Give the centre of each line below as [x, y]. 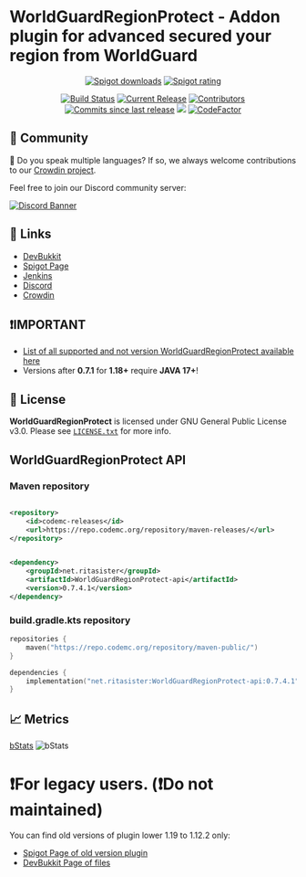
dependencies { [38, 672]
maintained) [56, 810]
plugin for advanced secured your [140, 36]
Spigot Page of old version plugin [85, 853]
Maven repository [50, 486]
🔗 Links [31, 234]
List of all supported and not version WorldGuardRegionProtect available [158, 351]
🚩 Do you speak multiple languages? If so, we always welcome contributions [153, 160]
